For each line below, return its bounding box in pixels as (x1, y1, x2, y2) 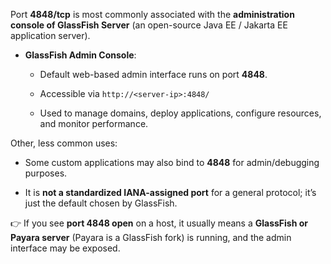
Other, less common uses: (10, 137, 118, 149)
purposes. (24, 167, 68, 179)
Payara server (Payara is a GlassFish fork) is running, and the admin (10, 232, 292, 243)
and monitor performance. (39, 118, 149, 129)
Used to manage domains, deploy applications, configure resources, (39, 107, 322, 119)
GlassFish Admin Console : (24, 49, 137, 61)
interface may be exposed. (10, 242, 121, 254)
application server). (10, 30, 91, 41)
